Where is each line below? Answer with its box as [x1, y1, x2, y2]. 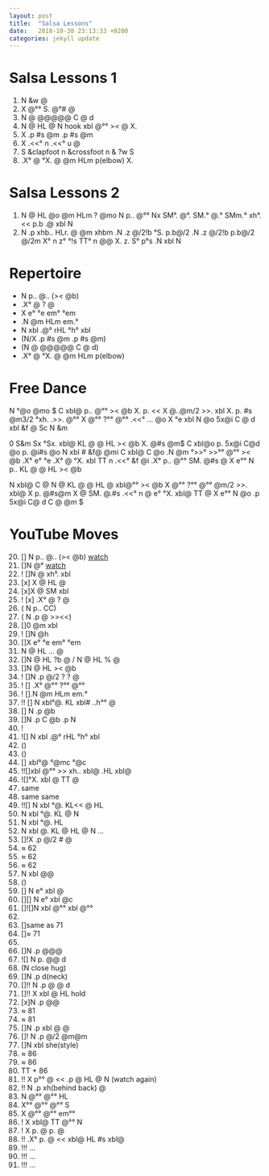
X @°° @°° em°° [20, 1108, 76, 1118]
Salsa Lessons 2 [9, 184, 120, 202]
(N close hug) [20, 962, 67, 972]
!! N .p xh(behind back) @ [20, 1083, 106, 1092]
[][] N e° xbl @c [20, 894, 73, 904]
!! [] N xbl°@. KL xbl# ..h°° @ [20, 697, 116, 707]
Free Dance [9, 380, 87, 397]
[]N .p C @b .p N [20, 714, 77, 724]
